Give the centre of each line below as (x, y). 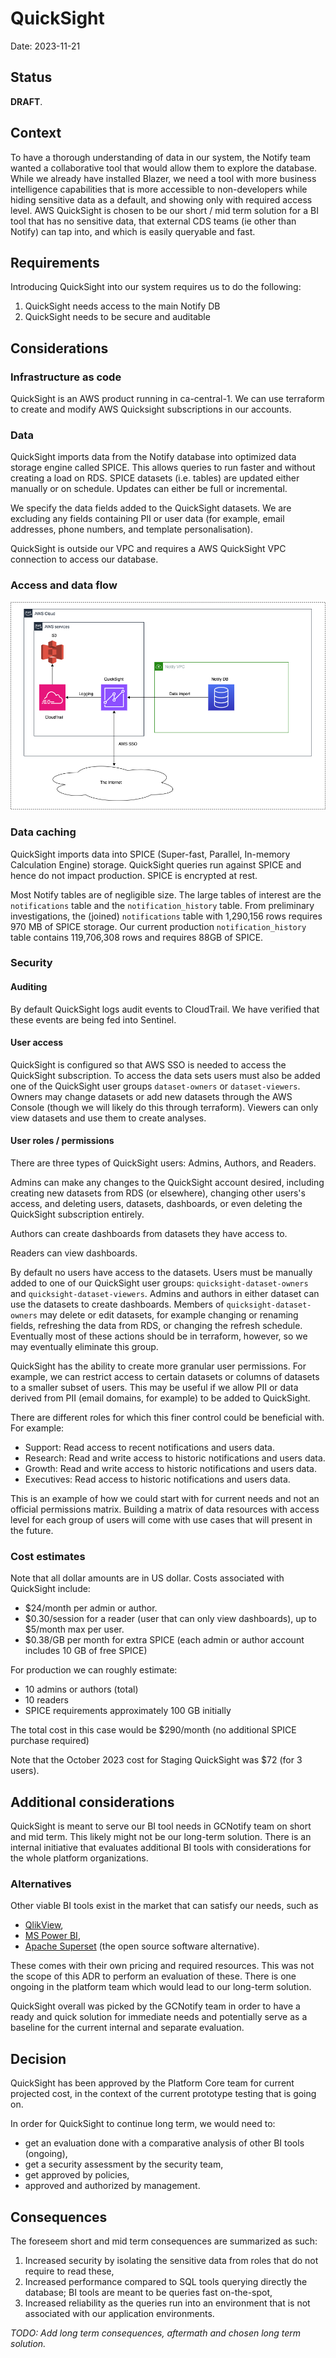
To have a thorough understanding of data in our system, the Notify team (161, 157)
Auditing (29, 987)
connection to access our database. (84, 559)
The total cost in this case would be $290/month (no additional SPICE (153, 1730)
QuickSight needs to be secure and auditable (117, 317)
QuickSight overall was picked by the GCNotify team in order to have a (155, 2006)
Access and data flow (64, 585)
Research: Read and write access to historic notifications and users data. (175, 1458)
